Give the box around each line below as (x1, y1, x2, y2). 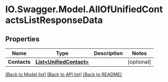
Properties (5, 35, 40, 43)
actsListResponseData (5, 14, 103, 26)
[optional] (127, 59, 151, 65)
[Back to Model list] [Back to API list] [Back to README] (5, 71, 122, 77)
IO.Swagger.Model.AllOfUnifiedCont (5, 4, 163, 15)
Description (94, 50, 123, 57)
